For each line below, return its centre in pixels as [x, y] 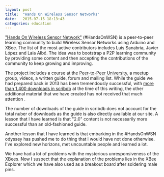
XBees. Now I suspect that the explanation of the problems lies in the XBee [81, 159]
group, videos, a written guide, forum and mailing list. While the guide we [79, 78]
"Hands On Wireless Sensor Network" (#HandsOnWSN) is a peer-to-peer [79, 37]
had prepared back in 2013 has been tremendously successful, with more [80, 84]
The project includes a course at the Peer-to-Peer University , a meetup [77, 73]
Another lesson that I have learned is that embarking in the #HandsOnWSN [81, 134]
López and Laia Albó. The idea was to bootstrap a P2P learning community [81, 53]
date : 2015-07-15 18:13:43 [35, 19]
